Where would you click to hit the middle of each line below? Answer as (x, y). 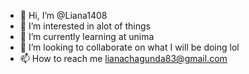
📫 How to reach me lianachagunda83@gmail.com (123, 58)
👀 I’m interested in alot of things (85, 26)
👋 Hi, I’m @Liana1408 (63, 15)
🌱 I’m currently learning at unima (87, 36)
